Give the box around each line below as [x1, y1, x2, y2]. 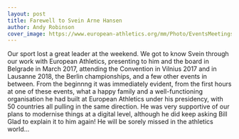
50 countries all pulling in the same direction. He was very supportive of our [7, 102, 230, 111]
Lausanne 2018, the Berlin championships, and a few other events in [7, 72, 208, 81]
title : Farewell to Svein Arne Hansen [7, 17, 122, 24]
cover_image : [7, 30, 46, 38]
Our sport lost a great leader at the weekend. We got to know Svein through [7, 50, 229, 58]
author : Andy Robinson [7, 23, 75, 30]
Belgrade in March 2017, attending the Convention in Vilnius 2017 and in [7, 65, 217, 73]
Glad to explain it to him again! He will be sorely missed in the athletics [7, 118, 213, 126]
